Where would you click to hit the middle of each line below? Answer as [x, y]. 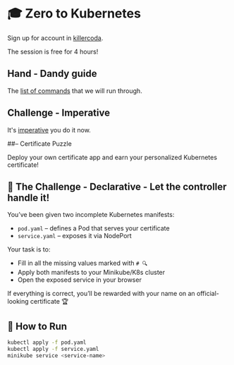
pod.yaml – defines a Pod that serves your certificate [94, 228]
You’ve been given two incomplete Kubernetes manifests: [91, 215]
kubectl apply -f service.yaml [53, 349]
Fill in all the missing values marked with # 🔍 [82, 263]
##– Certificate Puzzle [39, 143]
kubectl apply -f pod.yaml [47, 342]
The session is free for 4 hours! [53, 51]
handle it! [29, 198]
